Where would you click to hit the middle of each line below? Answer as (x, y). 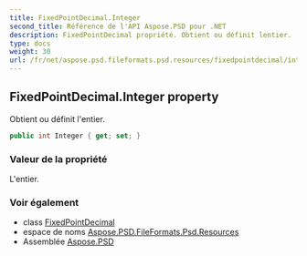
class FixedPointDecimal (69, 222)
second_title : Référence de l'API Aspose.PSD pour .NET (118, 26)
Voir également (44, 202)
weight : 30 (30, 52)
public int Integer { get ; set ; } (75, 136)
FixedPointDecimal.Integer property (114, 97)
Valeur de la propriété (58, 159)
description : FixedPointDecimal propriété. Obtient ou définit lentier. (151, 35)
